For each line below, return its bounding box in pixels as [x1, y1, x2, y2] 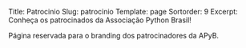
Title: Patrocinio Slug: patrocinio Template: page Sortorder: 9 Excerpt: [8, 7, 238, 16]
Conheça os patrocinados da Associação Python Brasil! [8, 15, 192, 25]
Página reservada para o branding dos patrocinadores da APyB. [8, 31, 219, 40]
